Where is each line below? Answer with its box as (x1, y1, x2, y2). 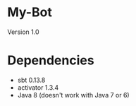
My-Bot (7, 4, 53, 20)
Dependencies (7, 52, 94, 69)
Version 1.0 (7, 28, 39, 36)
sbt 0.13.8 (17, 76, 46, 84)
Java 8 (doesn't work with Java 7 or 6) (17, 90, 130, 99)
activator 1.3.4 (17, 83, 59, 92)
